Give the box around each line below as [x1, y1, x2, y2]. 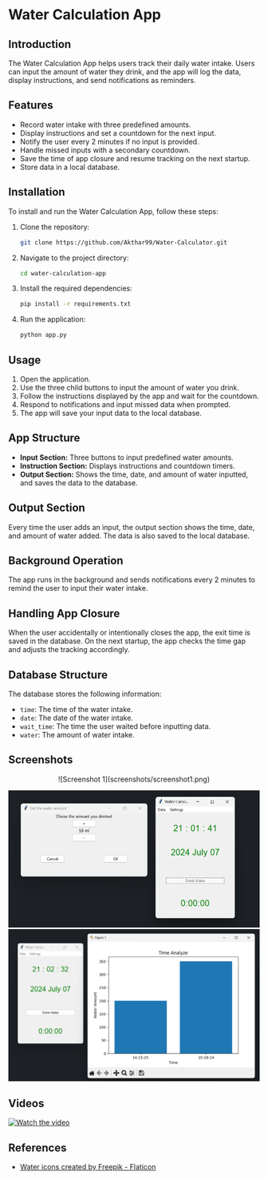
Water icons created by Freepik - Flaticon [19, 1162, 156, 1172]
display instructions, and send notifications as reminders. [8, 76, 196, 85]
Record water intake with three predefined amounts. [19, 120, 191, 129]
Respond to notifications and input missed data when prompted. [19, 399, 231, 409]
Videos [8, 1096, 45, 1110]
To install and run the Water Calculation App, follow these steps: [8, 206, 219, 216]
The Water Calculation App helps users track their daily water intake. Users [8, 58, 255, 68]
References [8, 1141, 67, 1154]
